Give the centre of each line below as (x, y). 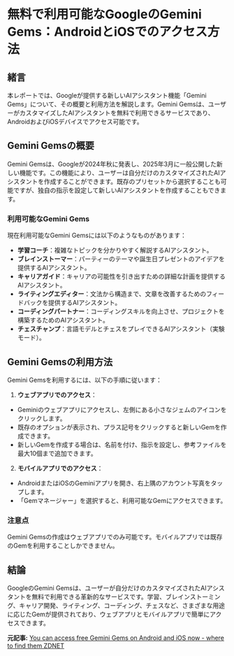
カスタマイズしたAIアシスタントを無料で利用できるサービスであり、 (117, 113)
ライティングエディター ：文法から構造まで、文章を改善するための (112, 294)
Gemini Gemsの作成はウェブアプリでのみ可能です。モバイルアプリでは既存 (115, 537)
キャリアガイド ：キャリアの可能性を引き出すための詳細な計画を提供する (121, 276)
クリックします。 (42, 418)
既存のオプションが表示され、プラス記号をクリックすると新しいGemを (119, 427)
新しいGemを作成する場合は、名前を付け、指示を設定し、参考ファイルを (122, 444)
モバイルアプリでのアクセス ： (60, 468)
